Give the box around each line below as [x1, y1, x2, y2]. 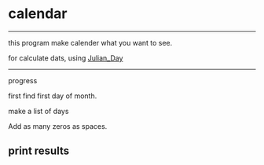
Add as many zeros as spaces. [8, 121, 108, 130]
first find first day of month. [8, 91, 97, 101]
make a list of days [8, 106, 69, 115]
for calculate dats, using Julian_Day [8, 53, 123, 63]
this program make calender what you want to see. [8, 38, 173, 47]
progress [8, 75, 38, 85]
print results [8, 145, 69, 158]
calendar [8, 5, 68, 23]
